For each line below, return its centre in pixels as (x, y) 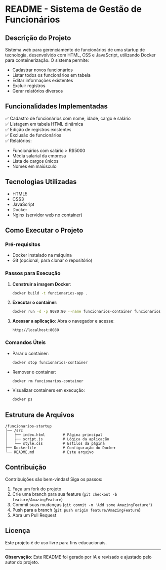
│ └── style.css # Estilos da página (55, 444)
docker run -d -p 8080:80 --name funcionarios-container (72, 312)
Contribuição (26, 467)
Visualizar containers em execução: (48, 390)
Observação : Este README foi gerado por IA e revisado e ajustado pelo (78, 557)
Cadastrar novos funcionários (42, 70)
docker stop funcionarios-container (50, 362)
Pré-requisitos (23, 244)
